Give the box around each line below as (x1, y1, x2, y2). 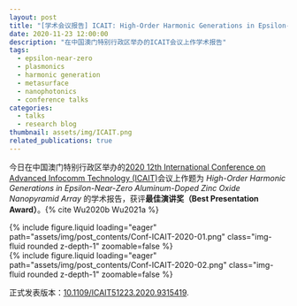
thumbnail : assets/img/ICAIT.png (9, 128, 133, 137)
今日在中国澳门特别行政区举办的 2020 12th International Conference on (9, 161, 266, 172)
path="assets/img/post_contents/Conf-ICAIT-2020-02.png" (9, 259, 227, 270)
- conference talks (17, 95, 89, 104)
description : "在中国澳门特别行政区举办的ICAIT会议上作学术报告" (9, 37, 227, 47)
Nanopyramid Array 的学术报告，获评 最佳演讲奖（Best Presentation (9, 193, 259, 203)
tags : (9, 46, 29, 55)
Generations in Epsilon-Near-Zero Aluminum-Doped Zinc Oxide (9, 182, 240, 193)
